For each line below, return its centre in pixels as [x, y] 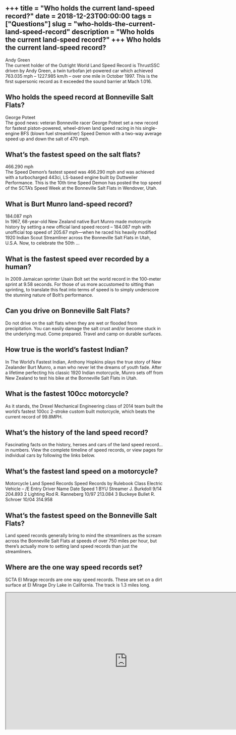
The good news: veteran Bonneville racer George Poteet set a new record [82, 123]
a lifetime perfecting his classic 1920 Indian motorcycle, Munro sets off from [84, 373]
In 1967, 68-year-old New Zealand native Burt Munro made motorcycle [78, 222]
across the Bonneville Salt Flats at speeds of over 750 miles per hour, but [81, 541]
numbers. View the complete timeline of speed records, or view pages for [86, 450]
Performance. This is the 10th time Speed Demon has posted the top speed [83, 183]
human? [18, 267]
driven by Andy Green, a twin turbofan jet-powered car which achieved [79, 71]
